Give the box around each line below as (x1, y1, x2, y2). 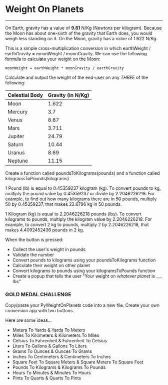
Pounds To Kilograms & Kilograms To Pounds (12, 364, 106, 370)
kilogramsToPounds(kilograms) (5, 175, 69, 181)
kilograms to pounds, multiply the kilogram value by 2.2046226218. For (5, 216, 152, 222)
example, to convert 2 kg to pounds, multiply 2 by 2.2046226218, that (5, 221, 149, 227)
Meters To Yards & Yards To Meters (12, 327, 86, 333)
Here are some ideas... (5, 317, 52, 323)
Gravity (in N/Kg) (47, 91, 89, 98)
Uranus (7, 149, 25, 156)
